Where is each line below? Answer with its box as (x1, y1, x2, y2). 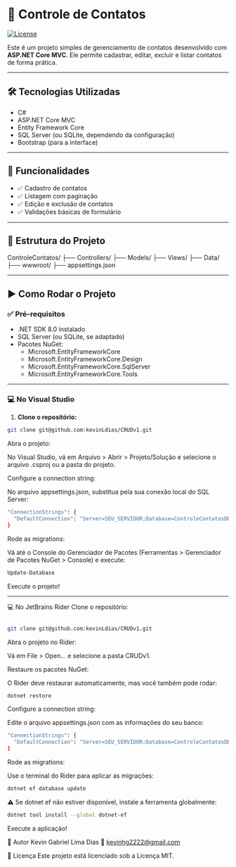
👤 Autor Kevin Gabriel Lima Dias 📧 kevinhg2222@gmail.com (7, 837, 181, 846)
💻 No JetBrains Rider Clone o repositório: (7, 603, 129, 611)
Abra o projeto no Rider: (7, 638, 77, 646)
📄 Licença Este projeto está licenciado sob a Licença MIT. (7, 851, 174, 860)
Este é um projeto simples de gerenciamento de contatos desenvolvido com (7, 43, 228, 51)
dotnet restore (7, 692, 52, 699)
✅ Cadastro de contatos (17, 184, 88, 192)
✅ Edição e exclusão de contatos (17, 200, 114, 208)
